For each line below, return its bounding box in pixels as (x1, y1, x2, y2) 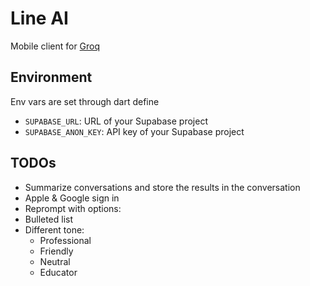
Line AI (10, 7, 69, 30)
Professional (39, 234, 92, 246)
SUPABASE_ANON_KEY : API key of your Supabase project (24, 125, 245, 137)
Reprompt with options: (24, 202, 122, 214)
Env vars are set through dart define (10, 95, 160, 107)
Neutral (39, 255, 71, 267)
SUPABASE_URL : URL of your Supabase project (24, 115, 208, 127)
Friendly (39, 245, 74, 257)
